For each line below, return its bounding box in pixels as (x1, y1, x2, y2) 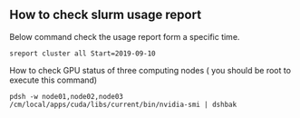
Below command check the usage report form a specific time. (9, 31, 240, 42)
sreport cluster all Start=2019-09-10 (9, 49, 156, 58)
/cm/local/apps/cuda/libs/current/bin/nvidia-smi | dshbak (9, 100, 237, 109)
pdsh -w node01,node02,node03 (9, 92, 124, 101)
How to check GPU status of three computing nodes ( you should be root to (9, 64, 292, 75)
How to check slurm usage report (9, 7, 202, 23)
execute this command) (9, 74, 98, 85)
